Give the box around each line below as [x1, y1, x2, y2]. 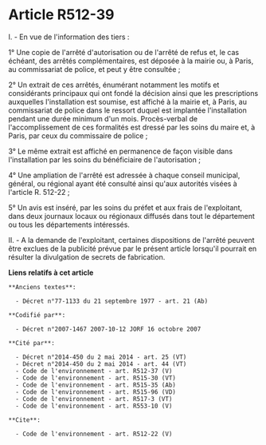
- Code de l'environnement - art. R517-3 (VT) [15, 395, 173, 403]
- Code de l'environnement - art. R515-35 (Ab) [15, 381, 177, 389]
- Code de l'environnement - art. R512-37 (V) [15, 367, 173, 375]
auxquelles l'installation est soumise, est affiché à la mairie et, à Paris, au [8, 97, 247, 106]
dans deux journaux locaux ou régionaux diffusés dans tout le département [8, 211, 255, 221]
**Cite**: [8, 415, 41, 424]
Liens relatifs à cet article [8, 268, 94, 277]
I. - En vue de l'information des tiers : [8, 32, 130, 42]
